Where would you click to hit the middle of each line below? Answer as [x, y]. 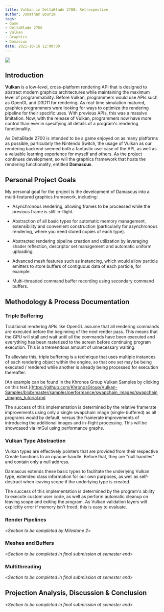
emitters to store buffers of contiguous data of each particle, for [77, 266]
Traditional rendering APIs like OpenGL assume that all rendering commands [82, 326]
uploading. [23, 251]
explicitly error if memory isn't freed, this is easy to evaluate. [66, 507]
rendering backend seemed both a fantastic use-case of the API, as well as [81, 149]
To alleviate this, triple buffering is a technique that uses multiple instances [80, 357]
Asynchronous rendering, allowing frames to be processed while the [81, 206]
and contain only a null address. [37, 462]
